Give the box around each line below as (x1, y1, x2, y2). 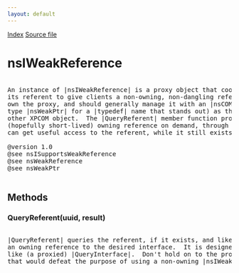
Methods (7, 191, 48, 203)
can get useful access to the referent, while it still (7, 128, 206, 136)
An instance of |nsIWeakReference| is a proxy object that (7, 86, 218, 93)
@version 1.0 (7, 143, 53, 150)
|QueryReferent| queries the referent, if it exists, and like (7, 236, 233, 244)
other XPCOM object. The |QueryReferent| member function (7, 114, 218, 122)
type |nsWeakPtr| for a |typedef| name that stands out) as (7, 107, 222, 115)
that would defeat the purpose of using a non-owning (7, 257, 199, 266)
